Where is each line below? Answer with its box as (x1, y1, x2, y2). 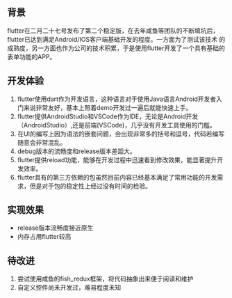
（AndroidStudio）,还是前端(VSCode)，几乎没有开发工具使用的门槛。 (17, 120, 217, 129)
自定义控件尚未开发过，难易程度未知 (17, 283, 122, 292)
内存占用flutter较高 (17, 233, 72, 241)
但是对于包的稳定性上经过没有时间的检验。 (29, 182, 151, 190)
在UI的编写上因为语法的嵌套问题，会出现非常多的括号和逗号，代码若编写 (17, 130, 224, 138)
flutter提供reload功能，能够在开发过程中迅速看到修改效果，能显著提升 (17, 155, 217, 164)
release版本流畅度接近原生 (17, 223, 94, 232)
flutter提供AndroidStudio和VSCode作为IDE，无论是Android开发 (17, 112, 199, 120)
